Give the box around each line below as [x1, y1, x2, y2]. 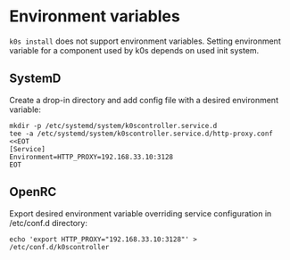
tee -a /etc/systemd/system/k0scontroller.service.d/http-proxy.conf [9, 129, 274, 138]
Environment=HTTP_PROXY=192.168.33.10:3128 [9, 152, 174, 161]
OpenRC [9, 184, 57, 199]
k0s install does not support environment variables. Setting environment [9, 36, 281, 46]
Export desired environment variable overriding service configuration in [9, 207, 272, 219]
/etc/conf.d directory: [9, 217, 87, 228]
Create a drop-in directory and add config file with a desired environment [9, 94, 279, 105]
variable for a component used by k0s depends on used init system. [9, 45, 260, 55]
